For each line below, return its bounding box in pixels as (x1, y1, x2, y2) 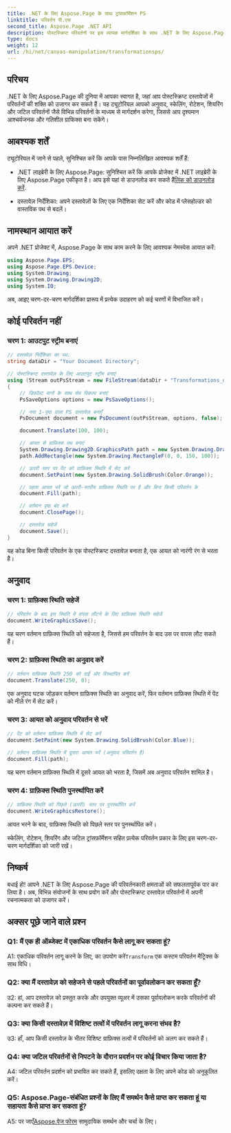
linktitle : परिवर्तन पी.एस (7, 17, 71, 23)
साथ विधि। (7, 960, 32, 969)
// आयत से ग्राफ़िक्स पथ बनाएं (19, 440, 85, 447)
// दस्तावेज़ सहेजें (19, 521, 57, 528)
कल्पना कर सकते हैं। (7, 1001, 54, 1009)
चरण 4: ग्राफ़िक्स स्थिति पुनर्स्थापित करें (7, 786, 104, 795)
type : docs (7, 36, 38, 43)
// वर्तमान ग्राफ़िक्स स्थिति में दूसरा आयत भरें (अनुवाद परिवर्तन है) (7, 749, 146, 757)
